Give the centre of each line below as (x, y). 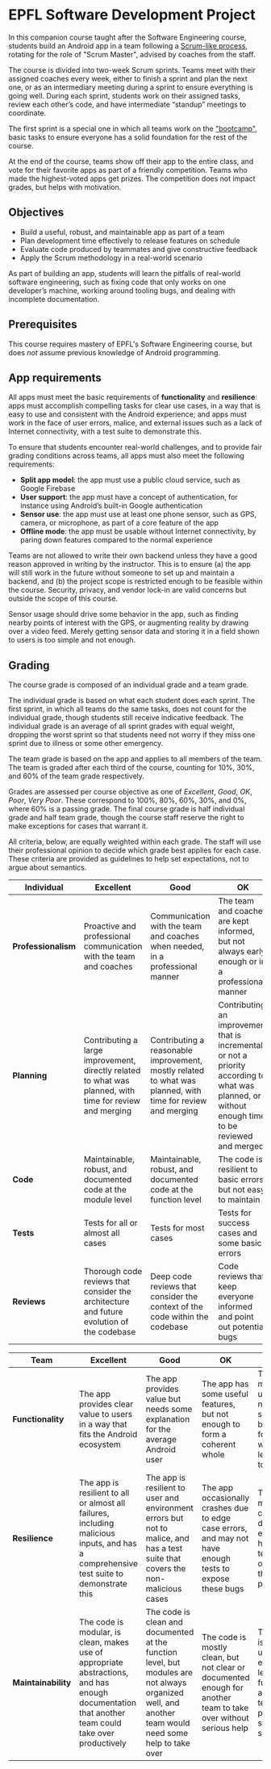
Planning (30, 1075)
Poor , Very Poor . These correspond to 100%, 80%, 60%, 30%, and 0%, (128, 800)
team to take (225, 1708)
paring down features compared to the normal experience (116, 540)
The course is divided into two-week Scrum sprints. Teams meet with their (132, 69)
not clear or (223, 1667)
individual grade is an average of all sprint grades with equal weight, (122, 726)
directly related (112, 1071)
